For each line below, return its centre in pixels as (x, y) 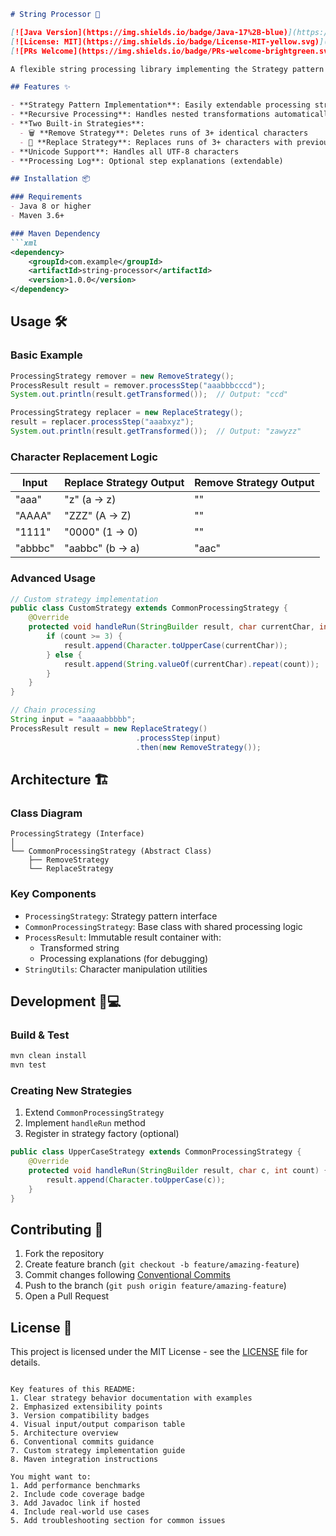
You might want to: (51, 1477)
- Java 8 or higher (51, 206)
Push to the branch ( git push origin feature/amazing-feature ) (155, 1286)
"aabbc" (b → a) (102, 548)
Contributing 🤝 (57, 1229)
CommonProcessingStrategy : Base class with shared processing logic (163, 926)
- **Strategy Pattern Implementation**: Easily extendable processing (160, 105)
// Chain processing (53, 710)
